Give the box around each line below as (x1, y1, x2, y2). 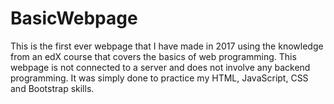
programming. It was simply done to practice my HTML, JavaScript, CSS (10, 72, 309, 84)
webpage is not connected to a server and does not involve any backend (10, 61, 311, 73)
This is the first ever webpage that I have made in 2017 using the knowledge (10, 40, 324, 52)
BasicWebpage (10, 7, 138, 30)
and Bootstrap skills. (10, 82, 95, 94)
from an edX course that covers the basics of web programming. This (10, 50, 297, 62)
